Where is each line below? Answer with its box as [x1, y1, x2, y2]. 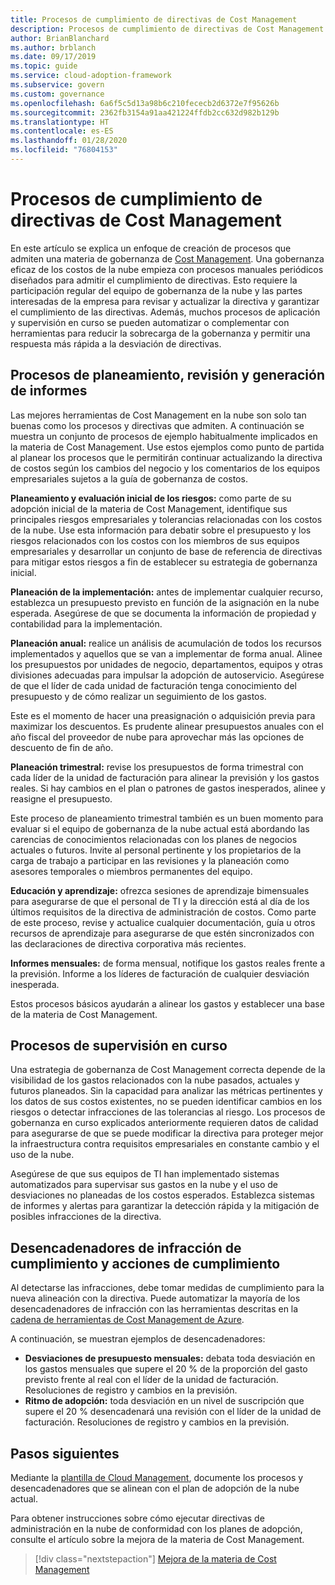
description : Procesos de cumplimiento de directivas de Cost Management [10, 24, 325, 34]
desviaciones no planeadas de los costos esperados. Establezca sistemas [10, 1189, 315, 1201]
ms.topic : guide [10, 61, 78, 71]
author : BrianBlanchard [10, 33, 110, 43]
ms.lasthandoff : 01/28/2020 [10, 136, 128, 146]
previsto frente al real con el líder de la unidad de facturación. [24, 1374, 279, 1386]
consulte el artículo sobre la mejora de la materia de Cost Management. [10, 1534, 305, 1546]
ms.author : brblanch [10, 42, 97, 53]
